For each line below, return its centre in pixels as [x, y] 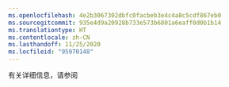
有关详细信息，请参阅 [43, 75]
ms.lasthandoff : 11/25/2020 [55, 45]
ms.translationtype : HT [48, 30]
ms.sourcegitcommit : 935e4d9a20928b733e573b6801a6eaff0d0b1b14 [115, 23]
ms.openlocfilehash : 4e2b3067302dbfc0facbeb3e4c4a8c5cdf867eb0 [115, 15]
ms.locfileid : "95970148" [51, 52]
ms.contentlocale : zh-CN [49, 37]
